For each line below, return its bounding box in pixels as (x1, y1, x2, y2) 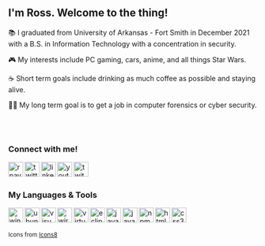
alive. (8, 84, 26, 94)
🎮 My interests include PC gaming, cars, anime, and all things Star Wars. (8, 54, 247, 64)
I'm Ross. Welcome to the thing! (8, 6, 168, 20)
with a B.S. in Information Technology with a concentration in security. (8, 39, 237, 48)
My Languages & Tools (8, 189, 97, 200)
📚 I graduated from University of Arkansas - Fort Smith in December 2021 (8, 28, 251, 37)
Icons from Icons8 (8, 231, 58, 239)
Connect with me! (8, 143, 78, 155)
